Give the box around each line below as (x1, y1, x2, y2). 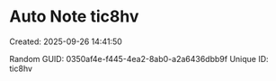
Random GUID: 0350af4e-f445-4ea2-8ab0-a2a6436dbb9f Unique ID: (9, 53, 269, 64)
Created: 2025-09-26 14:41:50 (9, 36, 123, 47)
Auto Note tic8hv (9, 6, 139, 27)
